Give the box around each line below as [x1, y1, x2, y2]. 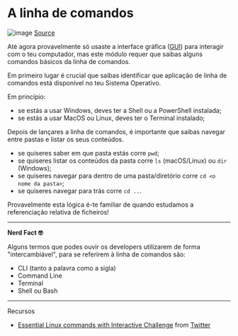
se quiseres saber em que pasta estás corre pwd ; [17, 148, 159, 157]
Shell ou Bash [17, 286, 58, 295]
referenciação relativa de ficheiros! [7, 207, 110, 216]
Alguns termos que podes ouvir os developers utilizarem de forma [7, 242, 200, 251]
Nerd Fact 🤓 [7, 228, 44, 237]
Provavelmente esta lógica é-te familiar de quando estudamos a [7, 200, 194, 209]
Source [34, 28, 55, 37]
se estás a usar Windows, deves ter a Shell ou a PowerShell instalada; [17, 106, 222, 114]
